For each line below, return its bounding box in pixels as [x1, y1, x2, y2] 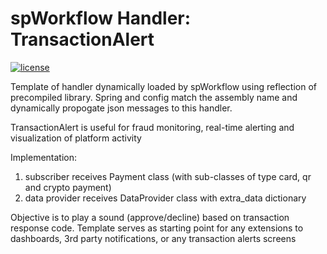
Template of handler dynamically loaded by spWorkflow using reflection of [10, 80, 318, 92]
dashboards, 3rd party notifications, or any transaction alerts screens [10, 232, 297, 244]
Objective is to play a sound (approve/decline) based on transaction [10, 211, 290, 223]
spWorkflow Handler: [10, 7, 192, 30]
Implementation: [10, 151, 78, 163]
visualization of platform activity [10, 132, 142, 144]
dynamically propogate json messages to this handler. [10, 102, 233, 114]
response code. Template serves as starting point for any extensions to [10, 222, 304, 234]
